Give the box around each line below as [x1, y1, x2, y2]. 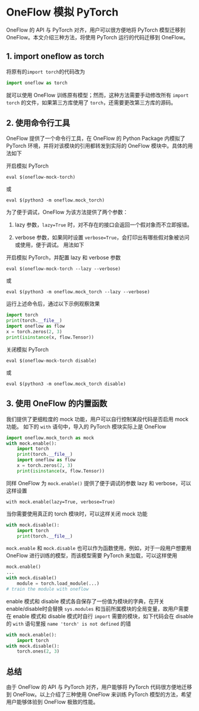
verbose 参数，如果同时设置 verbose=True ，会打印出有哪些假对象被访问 [14, 234, 190, 241]
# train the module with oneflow [6, 586, 89, 592]
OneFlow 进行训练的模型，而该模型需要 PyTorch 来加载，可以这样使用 [6, 552, 178, 559]
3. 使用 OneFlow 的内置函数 [6, 399, 108, 409]
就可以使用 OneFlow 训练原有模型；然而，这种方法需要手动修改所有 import [6, 91, 189, 98]
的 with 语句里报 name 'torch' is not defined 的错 [6, 620, 131, 627]
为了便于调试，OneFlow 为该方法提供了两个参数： [6, 209, 129, 216]
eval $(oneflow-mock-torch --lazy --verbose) [6, 266, 121, 272]
